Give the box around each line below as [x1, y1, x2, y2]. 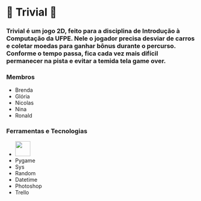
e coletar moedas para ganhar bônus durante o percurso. [6, 42, 176, 50]
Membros [6, 73, 35, 82]
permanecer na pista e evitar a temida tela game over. [6, 57, 166, 65]
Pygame [14, 157, 36, 164]
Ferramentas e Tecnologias [6, 127, 88, 136]
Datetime [14, 176, 38, 183]
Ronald [14, 112, 33, 119]
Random [14, 169, 36, 176]
